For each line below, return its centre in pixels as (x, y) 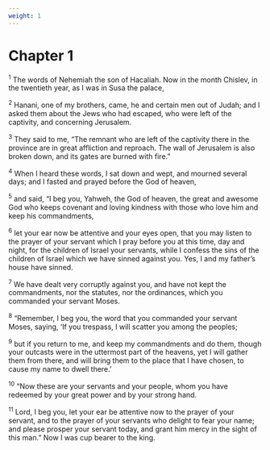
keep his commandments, (51, 215)
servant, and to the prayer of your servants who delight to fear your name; (132, 420)
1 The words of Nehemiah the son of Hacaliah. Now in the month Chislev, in (133, 79)
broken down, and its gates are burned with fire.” (89, 156)
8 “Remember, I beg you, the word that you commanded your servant (123, 317)
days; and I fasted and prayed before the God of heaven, (102, 181)
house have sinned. (41, 267)
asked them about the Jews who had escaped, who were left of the (120, 113)
